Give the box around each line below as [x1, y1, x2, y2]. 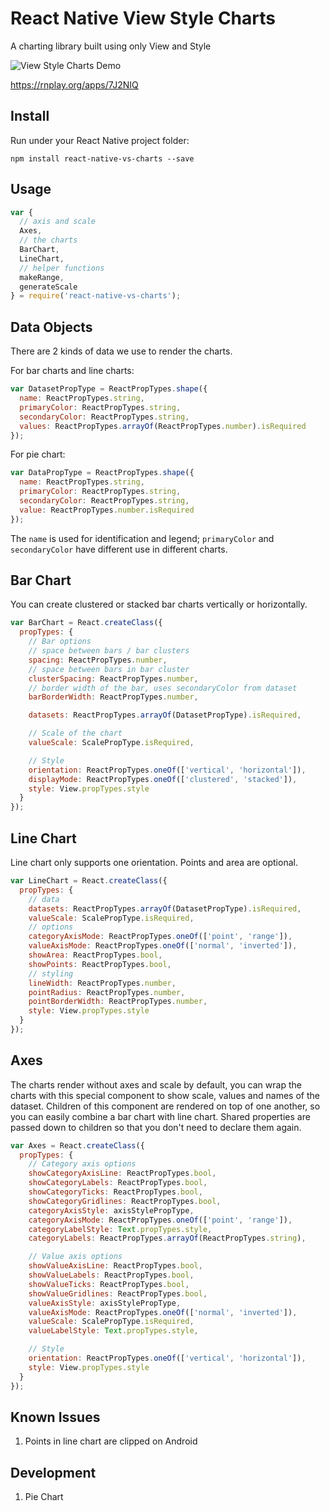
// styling [28, 968, 74, 979]
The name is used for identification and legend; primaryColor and [10, 532, 275, 544]
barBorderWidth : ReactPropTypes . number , [28, 692, 199, 702]
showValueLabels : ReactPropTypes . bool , [28, 1270, 195, 1281]
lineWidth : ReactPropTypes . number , [28, 978, 177, 988]
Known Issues [10, 1408, 101, 1426]
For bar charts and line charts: [10, 365, 135, 377]
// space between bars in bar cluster [28, 664, 190, 674]
